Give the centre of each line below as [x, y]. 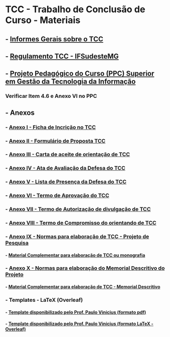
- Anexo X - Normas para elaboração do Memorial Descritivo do [85, 268]
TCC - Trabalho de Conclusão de [75, 9]
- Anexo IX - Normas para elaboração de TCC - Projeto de [77, 237]
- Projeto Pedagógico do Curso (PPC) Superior [80, 74]
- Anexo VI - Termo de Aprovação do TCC [57, 196]
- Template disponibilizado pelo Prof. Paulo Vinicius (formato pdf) [76, 312]
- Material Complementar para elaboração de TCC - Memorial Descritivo [83, 287]
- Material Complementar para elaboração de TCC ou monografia [75, 255]
